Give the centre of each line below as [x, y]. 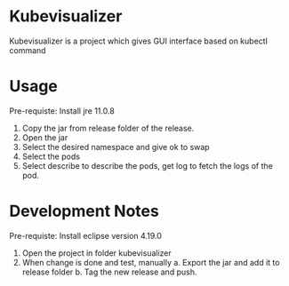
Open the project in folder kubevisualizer [96, 253]
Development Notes [84, 211]
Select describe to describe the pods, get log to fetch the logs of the [147, 165]
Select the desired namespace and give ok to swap [116, 147]
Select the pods [51, 156]
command [28, 50]
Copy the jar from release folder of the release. [108, 128]
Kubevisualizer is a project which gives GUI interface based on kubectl [139, 41]
